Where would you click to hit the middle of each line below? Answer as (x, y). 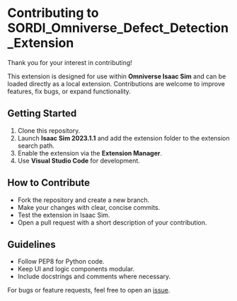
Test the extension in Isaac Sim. (64, 215)
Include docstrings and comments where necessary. (94, 276)
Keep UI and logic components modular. (76, 269)
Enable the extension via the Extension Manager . (90, 153)
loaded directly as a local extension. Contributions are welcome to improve (116, 83)
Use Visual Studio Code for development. (79, 160)
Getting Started (42, 113)
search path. (36, 146)
